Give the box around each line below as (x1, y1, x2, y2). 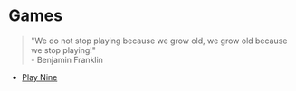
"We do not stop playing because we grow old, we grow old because (30, 35, 288, 46)
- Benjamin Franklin (30, 54, 103, 65)
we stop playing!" (30, 44, 97, 55)
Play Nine (21, 71, 58, 82)
